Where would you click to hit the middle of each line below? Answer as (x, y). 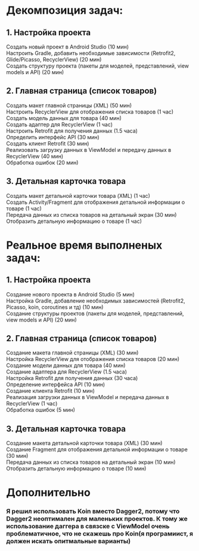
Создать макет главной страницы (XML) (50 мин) (69, 105)
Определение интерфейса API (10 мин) (56, 385)
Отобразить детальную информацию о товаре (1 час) (74, 221)
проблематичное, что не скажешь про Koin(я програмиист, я (100, 534)
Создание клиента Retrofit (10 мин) (51, 391)
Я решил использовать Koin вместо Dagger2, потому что (93, 512)
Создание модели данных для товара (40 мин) (66, 366)
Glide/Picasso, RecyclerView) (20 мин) (54, 59)
